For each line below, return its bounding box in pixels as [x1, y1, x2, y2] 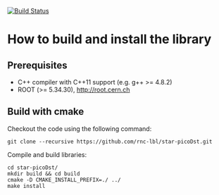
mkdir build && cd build [7, 170, 80, 177]
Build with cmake [7, 106, 85, 118]
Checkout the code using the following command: [7, 124, 152, 133]
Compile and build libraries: [7, 150, 87, 158]
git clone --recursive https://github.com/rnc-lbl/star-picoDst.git [7, 138, 213, 145]
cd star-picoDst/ [7, 164, 58, 171]
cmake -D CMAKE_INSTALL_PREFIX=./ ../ [7, 176, 121, 183]
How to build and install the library [7, 32, 212, 47]
